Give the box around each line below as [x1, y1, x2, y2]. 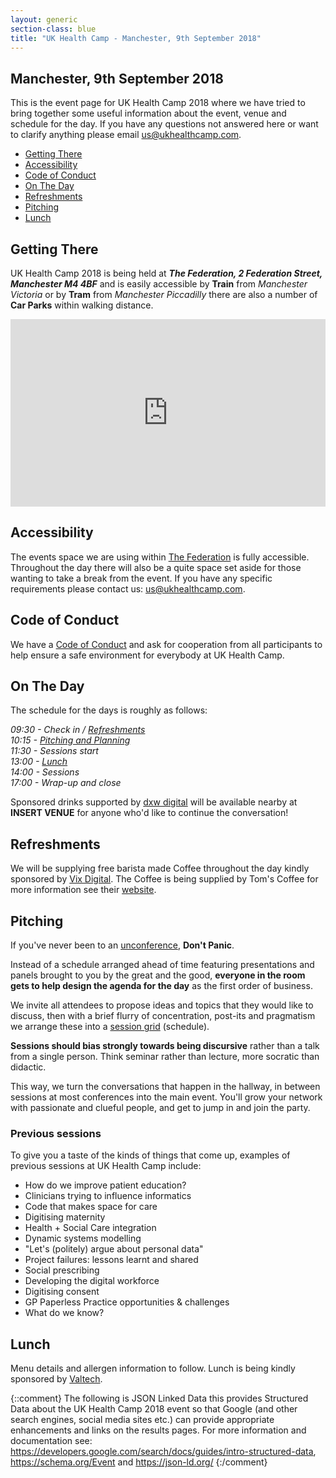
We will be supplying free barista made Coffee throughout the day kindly [10, 862, 310, 875]
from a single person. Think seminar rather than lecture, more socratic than [10, 1051, 320, 1063]
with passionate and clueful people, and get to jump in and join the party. [10, 1102, 311, 1114]
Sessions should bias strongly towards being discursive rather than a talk [10, 1040, 320, 1052]
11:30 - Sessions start [10, 745, 99, 757]
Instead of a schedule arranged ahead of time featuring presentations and [10, 959, 315, 971]
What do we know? [24, 1307, 105, 1319]
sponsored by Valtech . [10, 1373, 103, 1385]
